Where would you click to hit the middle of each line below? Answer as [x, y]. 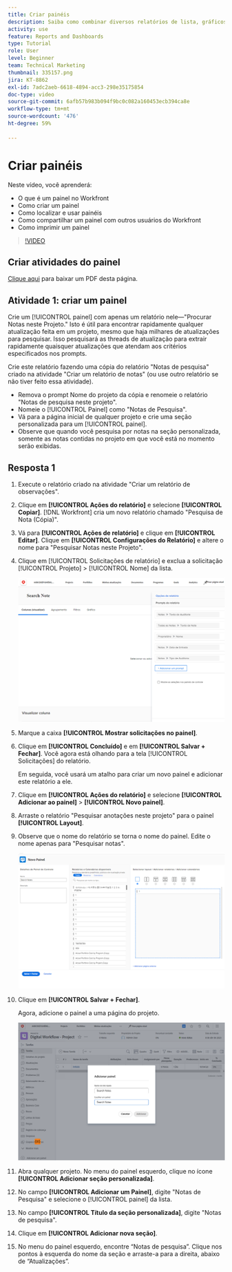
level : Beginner [31, 59]
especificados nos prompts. [48, 354]
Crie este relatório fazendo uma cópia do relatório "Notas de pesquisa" [108, 367]
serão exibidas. [39, 446]
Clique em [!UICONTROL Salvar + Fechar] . [79, 1000]
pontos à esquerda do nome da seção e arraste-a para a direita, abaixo [118, 1253]
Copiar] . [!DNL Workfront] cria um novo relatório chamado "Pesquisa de [120, 512]
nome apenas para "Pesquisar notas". [72, 844]
